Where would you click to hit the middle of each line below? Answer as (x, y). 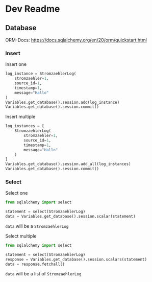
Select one (17, 193)
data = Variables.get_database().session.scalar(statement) (71, 217)
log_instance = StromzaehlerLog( (41, 74)
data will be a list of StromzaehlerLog (43, 274)
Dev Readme (33, 9)
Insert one (16, 64)
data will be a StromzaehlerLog (37, 226)
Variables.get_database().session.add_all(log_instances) (68, 164)
